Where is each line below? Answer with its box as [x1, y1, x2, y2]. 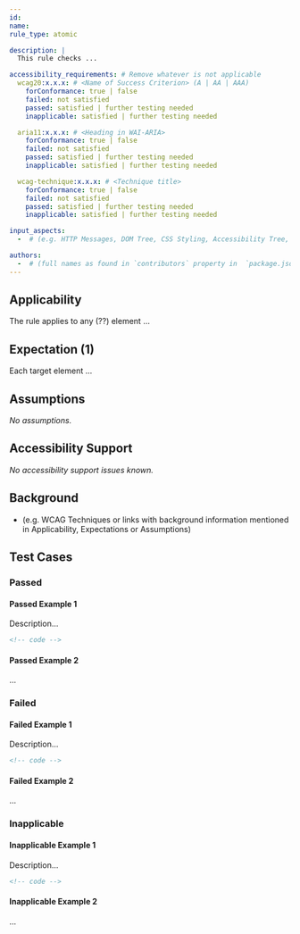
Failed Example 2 [9, 775, 74, 786]
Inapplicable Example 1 [9, 840, 96, 850]
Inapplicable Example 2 [9, 896, 98, 907]
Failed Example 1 [9, 719, 72, 730]
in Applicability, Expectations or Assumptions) [21, 523, 192, 534]
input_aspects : [9, 227, 66, 236]
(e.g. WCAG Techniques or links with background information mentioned [21, 514, 289, 525]
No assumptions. [9, 415, 72, 426]
